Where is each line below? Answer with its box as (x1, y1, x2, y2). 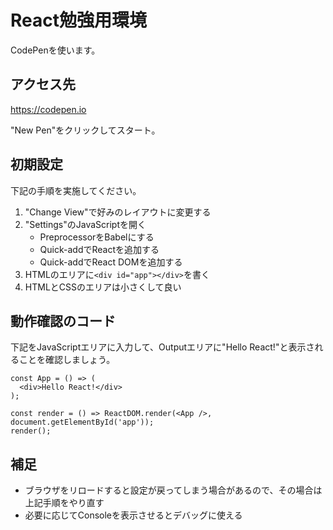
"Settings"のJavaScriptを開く (24, 218, 147, 230)
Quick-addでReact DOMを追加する (39, 256, 183, 268)
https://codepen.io (10, 103, 87, 115)
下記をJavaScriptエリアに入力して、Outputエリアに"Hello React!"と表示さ (10, 341, 315, 353)
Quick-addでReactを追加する (39, 243, 160, 255)
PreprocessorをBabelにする (39, 231, 155, 243)
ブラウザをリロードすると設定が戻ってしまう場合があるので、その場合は (24, 484, 323, 496)
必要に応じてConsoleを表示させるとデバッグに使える (24, 509, 243, 521)
